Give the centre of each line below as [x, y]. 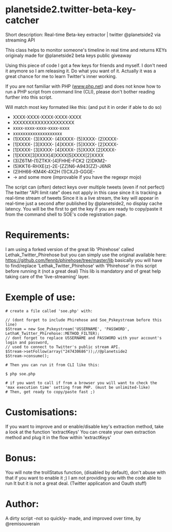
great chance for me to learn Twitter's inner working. [61, 76]
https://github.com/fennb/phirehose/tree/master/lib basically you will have [84, 260]
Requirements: [37, 235]
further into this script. [29, 97]
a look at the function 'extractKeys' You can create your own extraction [80, 432]
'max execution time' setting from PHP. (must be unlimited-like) [78, 387]
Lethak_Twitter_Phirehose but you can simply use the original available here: [86, 255]
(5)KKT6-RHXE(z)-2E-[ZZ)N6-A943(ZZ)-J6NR [62, 166]
